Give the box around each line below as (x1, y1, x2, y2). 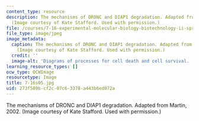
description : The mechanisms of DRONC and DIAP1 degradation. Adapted (6, 14, 184, 20)
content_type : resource (6, 8, 65, 15)
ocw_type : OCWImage (6, 69, 54, 75)
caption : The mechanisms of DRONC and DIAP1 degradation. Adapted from (11, 42, 192, 48)
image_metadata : (6, 36, 46, 42)
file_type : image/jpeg (6, 31, 62, 37)
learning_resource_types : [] (6, 63, 78, 70)
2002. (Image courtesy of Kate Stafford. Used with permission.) (6, 107, 162, 115)
